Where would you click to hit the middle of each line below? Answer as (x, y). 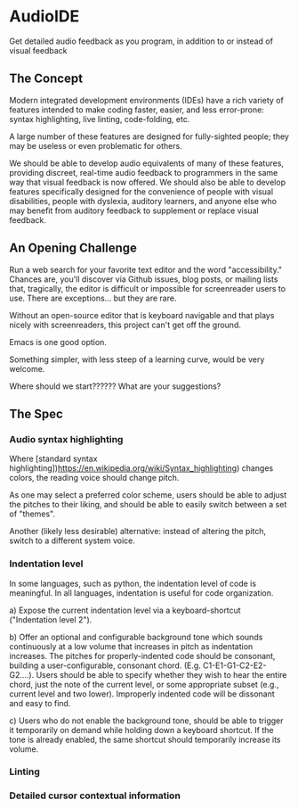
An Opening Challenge (73, 248)
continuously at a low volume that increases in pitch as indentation (131, 646)
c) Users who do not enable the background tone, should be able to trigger (146, 721)
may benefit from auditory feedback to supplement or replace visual (134, 210)
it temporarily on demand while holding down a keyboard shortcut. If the (141, 730)
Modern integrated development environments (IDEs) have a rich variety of (147, 100)
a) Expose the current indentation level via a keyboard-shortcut (125, 610)
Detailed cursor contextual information (95, 796)
